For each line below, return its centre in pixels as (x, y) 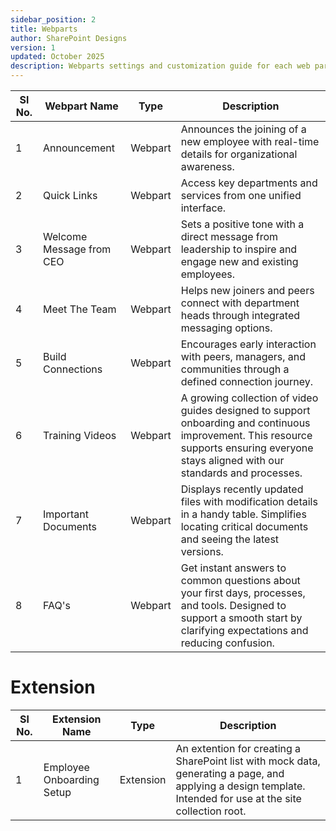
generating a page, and (230, 773)
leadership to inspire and (239, 249)
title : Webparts (44, 29)
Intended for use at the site (238, 798)
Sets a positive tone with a (242, 224)
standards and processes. (241, 473)
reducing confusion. (227, 643)
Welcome (65, 236)
